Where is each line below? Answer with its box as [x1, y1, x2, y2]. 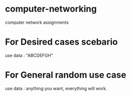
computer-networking [5, 3, 97, 15]
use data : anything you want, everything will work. [5, 85, 107, 91]
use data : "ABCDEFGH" [5, 52, 54, 58]
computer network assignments [5, 19, 69, 25]
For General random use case [5, 69, 127, 80]
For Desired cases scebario [5, 36, 118, 48]
